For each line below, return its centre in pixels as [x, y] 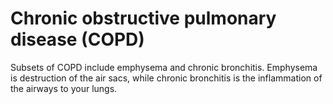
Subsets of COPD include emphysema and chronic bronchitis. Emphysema [164, 67]
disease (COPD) [77, 39]
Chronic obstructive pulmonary [143, 18]
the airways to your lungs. [64, 88]
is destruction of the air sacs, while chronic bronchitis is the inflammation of [166, 78]
